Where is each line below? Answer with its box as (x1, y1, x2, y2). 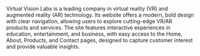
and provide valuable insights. (6, 43, 80, 50)
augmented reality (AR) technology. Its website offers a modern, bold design (6, 11, 194, 18)
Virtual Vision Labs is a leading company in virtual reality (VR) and (6, 5, 168, 12)
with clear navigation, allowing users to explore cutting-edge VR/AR (6, 18, 173, 24)
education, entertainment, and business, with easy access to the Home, (6, 30, 183, 38)
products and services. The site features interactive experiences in (6, 24, 171, 31)
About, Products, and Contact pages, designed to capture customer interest (6, 37, 193, 43)
